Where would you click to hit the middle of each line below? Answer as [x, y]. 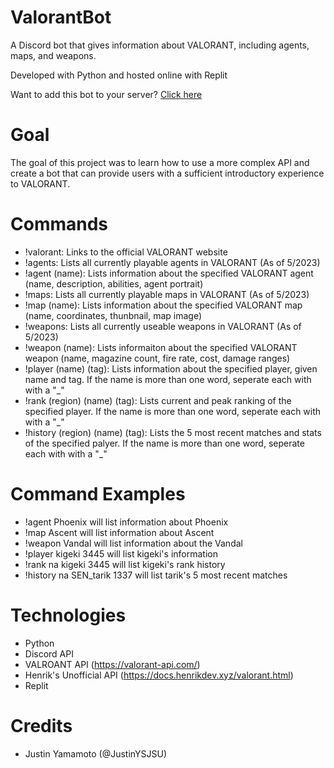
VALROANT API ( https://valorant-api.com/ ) [112, 664]
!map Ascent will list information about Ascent [119, 532]
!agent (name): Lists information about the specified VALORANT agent [169, 273]
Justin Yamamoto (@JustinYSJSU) [96, 753]
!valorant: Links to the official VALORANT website [126, 252]
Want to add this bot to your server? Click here [106, 94]
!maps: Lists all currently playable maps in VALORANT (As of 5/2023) [167, 294]
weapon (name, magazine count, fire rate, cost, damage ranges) [157, 358]
